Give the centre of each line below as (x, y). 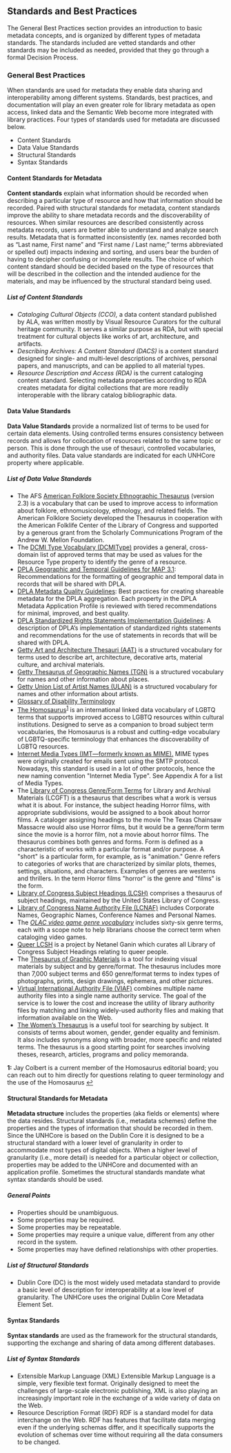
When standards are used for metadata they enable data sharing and (105, 90)
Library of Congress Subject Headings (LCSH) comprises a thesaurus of (120, 893)
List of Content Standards (45, 297)
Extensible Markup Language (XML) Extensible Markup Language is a (116, 1376)
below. (17, 127)
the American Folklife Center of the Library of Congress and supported (118, 525)
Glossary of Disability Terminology (66, 701)
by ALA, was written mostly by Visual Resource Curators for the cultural (119, 322)
